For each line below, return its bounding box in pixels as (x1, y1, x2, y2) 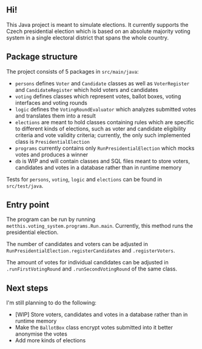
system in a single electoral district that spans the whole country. (6, 33, 169, 41)
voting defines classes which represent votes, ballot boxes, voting (15, 93, 181, 100)
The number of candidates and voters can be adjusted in (6, 241, 149, 248)
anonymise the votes (15, 330, 68, 337)
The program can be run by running (6, 216, 96, 223)
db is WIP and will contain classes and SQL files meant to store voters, (15, 157, 190, 164)
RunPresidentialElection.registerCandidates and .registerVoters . (6, 247, 175, 255)
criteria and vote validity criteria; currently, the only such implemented (15, 131, 191, 139)
